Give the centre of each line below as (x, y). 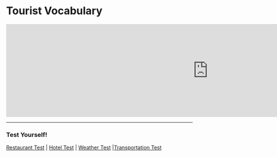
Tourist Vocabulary (54, 11)
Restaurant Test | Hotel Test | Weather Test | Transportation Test (84, 148)
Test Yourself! (27, 135)
